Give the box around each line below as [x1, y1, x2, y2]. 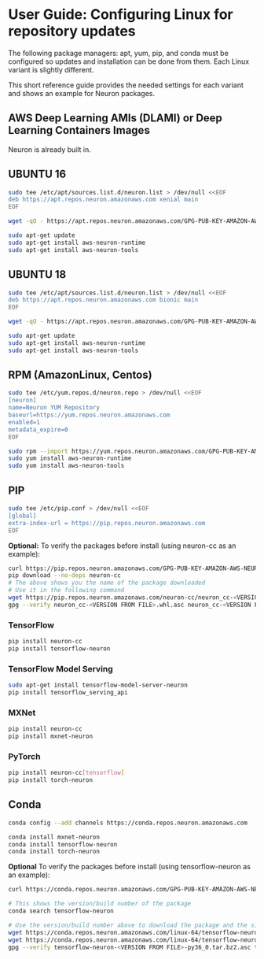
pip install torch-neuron [8, 776, 93, 784]
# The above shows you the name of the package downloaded [8, 579, 206, 587]
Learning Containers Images [8, 124, 151, 137]
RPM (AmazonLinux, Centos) [8, 368, 152, 382]
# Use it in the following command [8, 587, 125, 594]
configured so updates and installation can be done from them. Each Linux [8, 57, 250, 66]
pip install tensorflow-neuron [8, 644, 111, 653]
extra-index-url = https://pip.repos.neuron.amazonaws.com [8, 519, 206, 527]
